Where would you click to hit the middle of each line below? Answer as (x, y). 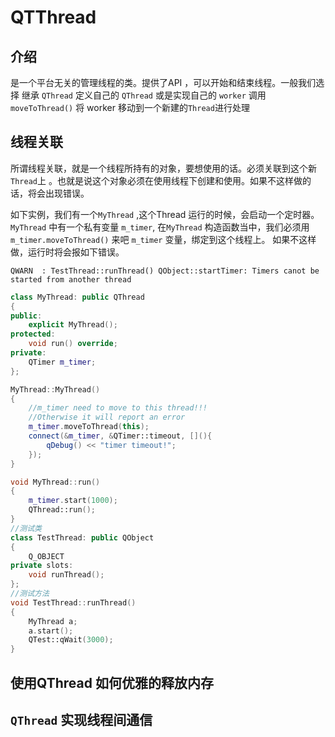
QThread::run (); (62, 510)
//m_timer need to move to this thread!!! (118, 408)
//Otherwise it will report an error (107, 417)
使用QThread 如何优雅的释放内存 (112, 682)
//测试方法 (30, 594)
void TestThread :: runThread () (73, 602)
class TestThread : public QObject (82, 537)
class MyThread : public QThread (77, 297)
